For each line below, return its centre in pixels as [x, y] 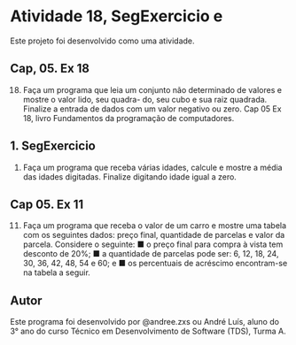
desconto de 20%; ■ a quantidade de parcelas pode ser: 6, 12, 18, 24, [151, 254]
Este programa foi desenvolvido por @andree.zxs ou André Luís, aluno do [145, 322]
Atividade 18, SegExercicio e [117, 16]
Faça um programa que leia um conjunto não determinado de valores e [152, 89]
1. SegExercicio [53, 146]
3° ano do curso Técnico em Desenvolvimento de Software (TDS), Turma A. [148, 331]
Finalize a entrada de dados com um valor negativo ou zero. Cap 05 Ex [152, 109]
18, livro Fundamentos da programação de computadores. [129, 118]
